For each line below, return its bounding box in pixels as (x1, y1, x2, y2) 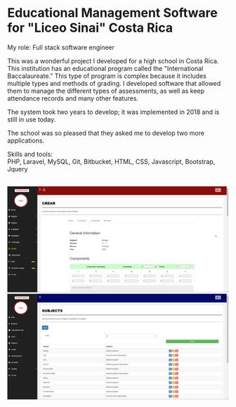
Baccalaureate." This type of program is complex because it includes (7, 72, 207, 80)
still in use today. (7, 115, 56, 124)
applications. (7, 136, 44, 145)
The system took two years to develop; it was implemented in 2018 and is (7, 108, 220, 116)
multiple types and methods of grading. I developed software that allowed (7, 79, 221, 87)
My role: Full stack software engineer (7, 43, 114, 51)
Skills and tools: (7, 150, 53, 158)
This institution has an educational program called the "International (7, 64, 204, 72)
